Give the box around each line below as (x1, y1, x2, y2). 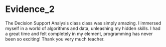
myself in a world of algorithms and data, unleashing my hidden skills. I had (5, 25, 160, 31)
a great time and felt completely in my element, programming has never (5, 30, 153, 36)
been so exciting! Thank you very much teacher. (5, 36, 105, 42)
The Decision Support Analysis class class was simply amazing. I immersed (5, 20, 161, 26)
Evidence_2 (5, 3, 55, 15)
